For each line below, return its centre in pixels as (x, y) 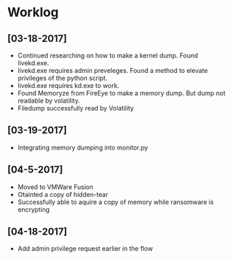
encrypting (33, 209)
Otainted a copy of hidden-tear (63, 194)
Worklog (33, 12)
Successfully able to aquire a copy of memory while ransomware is (115, 202)
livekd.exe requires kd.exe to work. (68, 85)
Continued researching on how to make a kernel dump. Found (108, 55)
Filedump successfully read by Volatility (76, 108)
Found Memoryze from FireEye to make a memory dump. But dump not (121, 93)
